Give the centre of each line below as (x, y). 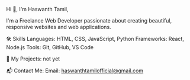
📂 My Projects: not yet (33, 59)
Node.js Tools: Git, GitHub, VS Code (50, 47)
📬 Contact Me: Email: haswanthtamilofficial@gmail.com (75, 71)
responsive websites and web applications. (59, 27)
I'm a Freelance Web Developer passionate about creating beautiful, (89, 20)
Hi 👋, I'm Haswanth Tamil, (38, 9)
